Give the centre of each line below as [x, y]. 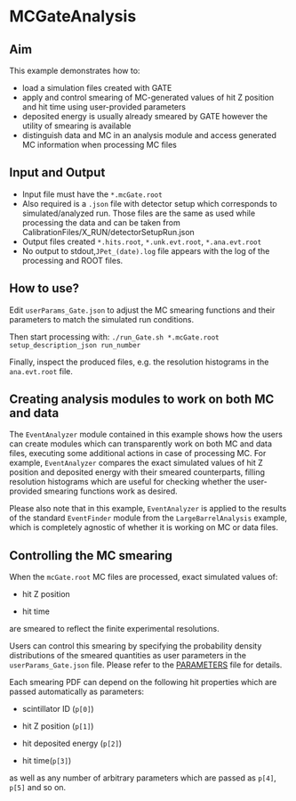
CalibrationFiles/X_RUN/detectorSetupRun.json [108, 232]
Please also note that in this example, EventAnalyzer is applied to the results [148, 509]
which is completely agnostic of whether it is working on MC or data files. [144, 527]
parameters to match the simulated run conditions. [101, 319]
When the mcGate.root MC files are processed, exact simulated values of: [144, 577]
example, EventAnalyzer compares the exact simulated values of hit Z [136, 463]
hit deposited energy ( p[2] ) [72, 744]
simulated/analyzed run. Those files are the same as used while [139, 213]
